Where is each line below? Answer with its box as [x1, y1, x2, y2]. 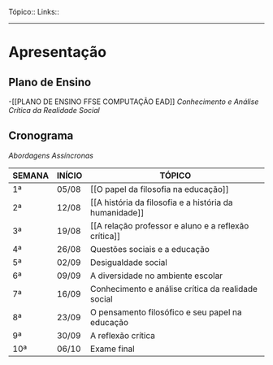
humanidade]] [90, 206, 145, 218]
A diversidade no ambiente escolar [90, 270, 223, 281]
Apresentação [8, 43, 107, 62]
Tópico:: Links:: [8, 7, 59, 16]
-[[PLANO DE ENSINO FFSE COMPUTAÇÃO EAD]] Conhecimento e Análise [8, 97, 259, 106]
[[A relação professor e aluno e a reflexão [90, 219, 249, 231]
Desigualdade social [90, 256, 168, 267]
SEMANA [12, 170, 50, 181]
